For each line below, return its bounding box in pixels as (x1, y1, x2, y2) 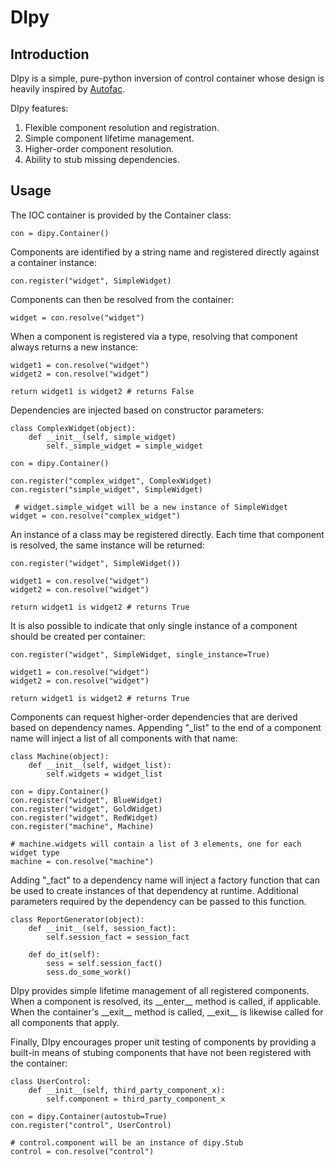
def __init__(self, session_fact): (28, 923, 177, 933)
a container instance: (10, 256, 98, 268)
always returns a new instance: (10, 341, 139, 353)
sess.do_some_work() (46, 967, 132, 977)
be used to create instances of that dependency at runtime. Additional (10, 884, 299, 896)
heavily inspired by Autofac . (10, 83, 126, 95)
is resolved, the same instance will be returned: (10, 539, 205, 551)
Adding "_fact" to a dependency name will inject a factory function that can (10, 874, 320, 886)
